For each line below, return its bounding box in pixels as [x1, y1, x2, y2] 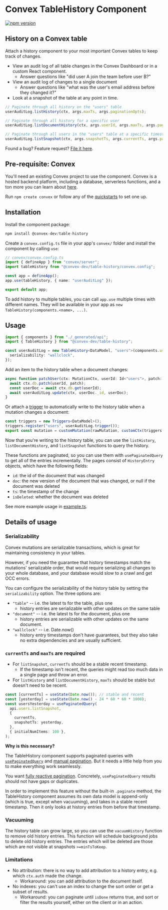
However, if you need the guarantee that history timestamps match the [5, 559, 151, 565]
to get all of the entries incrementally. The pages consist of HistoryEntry [5, 457, 155, 463]
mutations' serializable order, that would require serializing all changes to [5, 564, 156, 571]
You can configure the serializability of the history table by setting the [5, 585, 148, 591]
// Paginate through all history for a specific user [5, 118, 120, 123]
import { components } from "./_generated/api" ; [5, 334, 108, 340]
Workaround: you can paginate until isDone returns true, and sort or [19, 894, 159, 900]
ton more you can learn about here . [5, 184, 78, 190]
